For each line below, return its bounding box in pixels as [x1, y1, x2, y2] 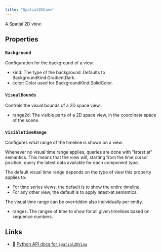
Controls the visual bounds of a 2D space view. [5, 102, 101, 108]
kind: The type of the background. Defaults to [12, 70, 105, 76]
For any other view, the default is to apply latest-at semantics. [12, 189, 138, 195]
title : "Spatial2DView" [5, 7, 54, 12]
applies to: [5, 174, 27, 180]
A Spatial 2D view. [5, 21, 42, 27]
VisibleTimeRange [5, 129, 47, 135]
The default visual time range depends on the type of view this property [5, 169, 152, 175]
